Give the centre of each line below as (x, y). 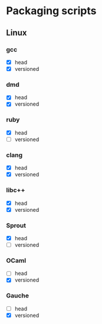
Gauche (18, 296)
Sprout (16, 225)
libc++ (16, 190)
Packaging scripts (51, 11)
